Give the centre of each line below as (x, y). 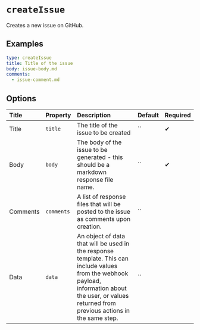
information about (102, 288)
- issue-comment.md (36, 80)
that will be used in (103, 244)
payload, (89, 281)
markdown (92, 172)
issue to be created (104, 132)
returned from (96, 303)
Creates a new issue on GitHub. (45, 25)
